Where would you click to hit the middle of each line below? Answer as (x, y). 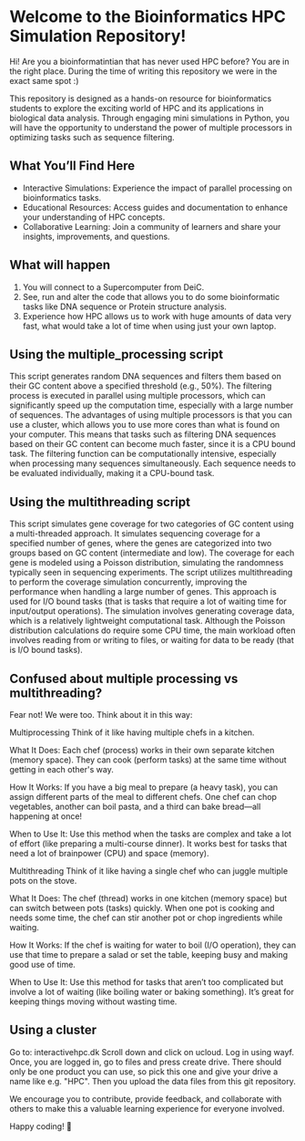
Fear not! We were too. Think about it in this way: (101, 715)
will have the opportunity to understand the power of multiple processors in (151, 127)
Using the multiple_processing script (117, 354)
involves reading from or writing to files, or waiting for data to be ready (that (152, 640)
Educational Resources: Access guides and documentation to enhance (155, 207)
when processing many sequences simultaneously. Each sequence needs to (152, 463)
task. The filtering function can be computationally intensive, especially (143, 454)
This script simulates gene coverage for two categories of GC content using (152, 524)
